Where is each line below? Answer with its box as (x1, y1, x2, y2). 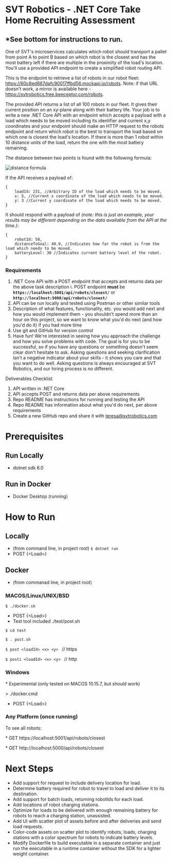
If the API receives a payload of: (5, 175, 73, 181)
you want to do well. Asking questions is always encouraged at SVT (12, 360, 157, 367)
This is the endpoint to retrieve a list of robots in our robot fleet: (5, 75, 140, 81)
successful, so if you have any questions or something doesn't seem (12, 344, 158, 350)
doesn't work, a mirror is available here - (5, 86, 91, 92)
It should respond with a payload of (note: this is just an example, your (5, 212, 155, 218)
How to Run (5, 511, 55, 523)
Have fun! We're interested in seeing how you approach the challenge (12, 333, 161, 339)
